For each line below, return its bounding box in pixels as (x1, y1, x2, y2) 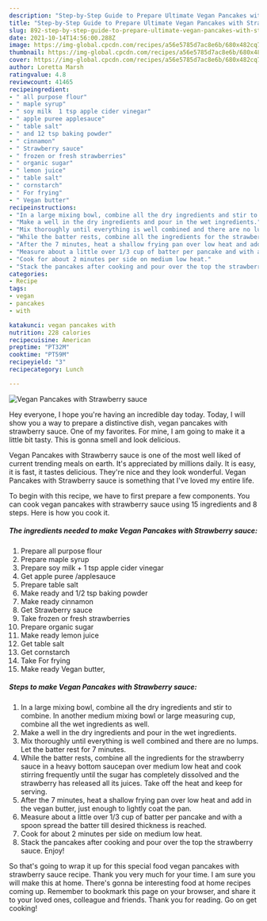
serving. (20, 787, 48, 796)
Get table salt (20, 638, 64, 648)
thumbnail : (9, 48, 45, 56)
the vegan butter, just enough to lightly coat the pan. (20, 803, 193, 813)
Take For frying (20, 656, 71, 665)
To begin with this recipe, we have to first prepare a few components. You (9, 491, 250, 500)
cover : (9, 56, 31, 64)
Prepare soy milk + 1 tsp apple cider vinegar (20, 563, 165, 572)
